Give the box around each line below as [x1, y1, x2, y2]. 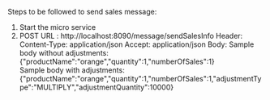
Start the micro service [19, 23, 96, 31]
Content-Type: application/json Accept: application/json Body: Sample [19, 40, 255, 49]
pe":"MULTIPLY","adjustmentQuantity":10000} [19, 82, 174, 92]
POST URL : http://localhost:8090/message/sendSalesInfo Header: [19, 31, 243, 40]
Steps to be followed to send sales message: [7, 7, 157, 16]
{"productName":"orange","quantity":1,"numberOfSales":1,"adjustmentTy [19, 74, 262, 83]
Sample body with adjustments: [19, 65, 125, 75]
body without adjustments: [19, 48, 109, 57]
